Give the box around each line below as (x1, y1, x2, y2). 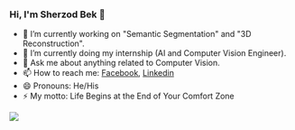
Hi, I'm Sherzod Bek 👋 (9, 8, 106, 21)
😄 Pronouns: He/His (22, 80, 99, 91)
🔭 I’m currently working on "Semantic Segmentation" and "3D (22, 29, 252, 40)
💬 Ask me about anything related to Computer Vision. (22, 58, 221, 69)
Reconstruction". (22, 38, 85, 49)
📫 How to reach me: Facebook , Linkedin (22, 68, 174, 79)
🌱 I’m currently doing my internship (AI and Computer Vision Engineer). (22, 48, 287, 59)
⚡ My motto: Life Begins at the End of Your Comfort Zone (22, 90, 235, 102)
